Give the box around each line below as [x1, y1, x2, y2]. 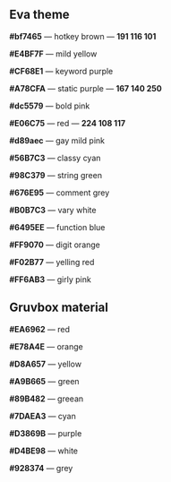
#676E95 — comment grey [9, 187, 110, 198]
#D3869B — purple [9, 427, 82, 438]
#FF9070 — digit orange [9, 239, 101, 250]
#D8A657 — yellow [9, 358, 82, 369]
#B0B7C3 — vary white [9, 204, 97, 215]
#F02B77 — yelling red [9, 256, 95, 267]
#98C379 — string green [9, 169, 103, 180]
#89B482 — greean [9, 393, 84, 404]
